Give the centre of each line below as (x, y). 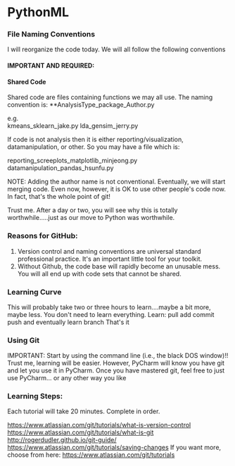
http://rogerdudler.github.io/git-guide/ (62, 440)
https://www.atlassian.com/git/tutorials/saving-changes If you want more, (114, 448)
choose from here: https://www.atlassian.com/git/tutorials (91, 455)
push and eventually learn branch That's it (69, 322)
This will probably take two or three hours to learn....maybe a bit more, (109, 307)
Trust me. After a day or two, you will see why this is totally (93, 210)
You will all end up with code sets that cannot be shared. (99, 273)
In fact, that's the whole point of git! (59, 197)
